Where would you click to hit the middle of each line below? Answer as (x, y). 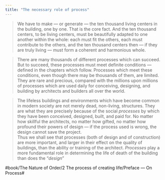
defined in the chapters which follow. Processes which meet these (85, 70)
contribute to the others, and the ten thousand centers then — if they (87, 44)
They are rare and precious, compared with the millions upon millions (87, 80)
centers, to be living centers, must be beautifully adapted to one (82, 34)
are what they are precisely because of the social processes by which (88, 111)
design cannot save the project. (49, 132)
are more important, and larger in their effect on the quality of (80, 142)
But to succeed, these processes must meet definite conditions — (84, 65)
